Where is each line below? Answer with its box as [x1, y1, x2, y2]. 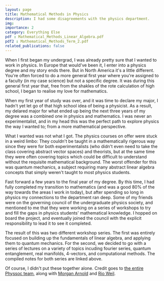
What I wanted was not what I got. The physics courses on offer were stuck [5, 133, 158, 139]
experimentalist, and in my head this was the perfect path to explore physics [5, 118, 159, 124]
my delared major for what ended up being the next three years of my [5, 108, 146, 114]
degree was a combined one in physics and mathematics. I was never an [5, 113, 152, 119]
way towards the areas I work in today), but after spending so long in [5, 189, 143, 195]
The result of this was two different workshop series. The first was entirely [5, 230, 155, 236]
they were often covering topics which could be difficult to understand [5, 153, 147, 159]
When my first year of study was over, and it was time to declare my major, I [5, 97, 158, 103]
